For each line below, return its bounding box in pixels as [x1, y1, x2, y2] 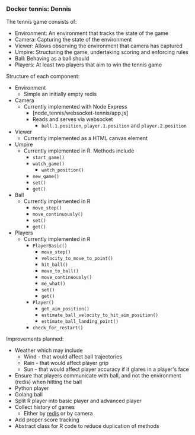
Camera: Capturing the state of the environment [14, 36, 132, 43]
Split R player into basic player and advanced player [14, 397, 142, 405]
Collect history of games [14, 404, 75, 411]
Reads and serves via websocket [32, 116, 113, 123]
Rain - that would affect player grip [23, 360, 108, 367]
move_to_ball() [41, 268, 79, 274]
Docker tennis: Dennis [6, 5, 72, 13]
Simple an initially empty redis [23, 91, 97, 98]
